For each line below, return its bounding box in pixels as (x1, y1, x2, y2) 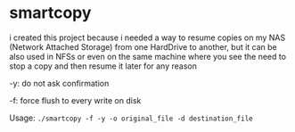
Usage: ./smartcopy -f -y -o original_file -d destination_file (9, 112, 253, 123)
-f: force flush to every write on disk (9, 95, 142, 105)
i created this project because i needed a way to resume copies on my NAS (9, 32, 286, 43)
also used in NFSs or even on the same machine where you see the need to (9, 51, 287, 62)
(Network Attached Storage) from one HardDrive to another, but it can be (9, 41, 278, 52)
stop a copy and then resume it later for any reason (9, 61, 198, 71)
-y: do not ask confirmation (9, 78, 110, 88)
